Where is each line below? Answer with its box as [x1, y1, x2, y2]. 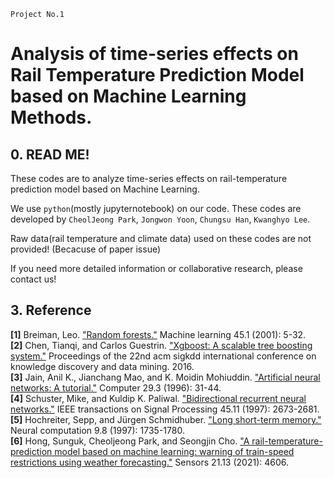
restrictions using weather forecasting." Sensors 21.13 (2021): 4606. [10, 456, 290, 468]
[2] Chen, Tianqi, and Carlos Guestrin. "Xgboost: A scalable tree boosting [10, 339, 313, 351]
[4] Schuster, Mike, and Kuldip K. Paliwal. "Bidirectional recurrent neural [10, 392, 307, 404]
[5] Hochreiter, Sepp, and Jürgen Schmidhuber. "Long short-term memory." [10, 413, 322, 425]
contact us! [10, 273, 57, 285]
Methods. [10, 106, 93, 129]
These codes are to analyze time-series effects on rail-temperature [10, 173, 288, 184]
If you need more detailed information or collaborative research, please [10, 263, 303, 274]
